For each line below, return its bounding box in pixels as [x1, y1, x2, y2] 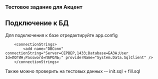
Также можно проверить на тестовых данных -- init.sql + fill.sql [5, 68, 140, 74]
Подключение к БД [5, 19, 69, 27]
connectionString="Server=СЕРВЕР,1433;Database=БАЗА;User [5, 50, 128, 55]
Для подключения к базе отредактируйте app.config [5, 32, 118, 38]
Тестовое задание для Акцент [5, 3, 82, 10]
